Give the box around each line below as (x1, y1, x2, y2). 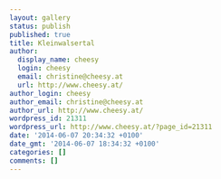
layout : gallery (9, 13, 71, 23)
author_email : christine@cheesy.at (9, 97, 144, 107)
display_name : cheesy (17, 55, 100, 64)
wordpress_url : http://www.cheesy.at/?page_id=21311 (9, 123, 213, 132)
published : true (9, 30, 71, 39)
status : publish (9, 22, 71, 31)
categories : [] (9, 147, 67, 156)
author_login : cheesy (9, 89, 91, 98)
